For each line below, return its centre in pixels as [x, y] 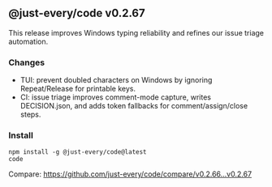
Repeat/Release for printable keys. [78, 89]
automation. [28, 41]
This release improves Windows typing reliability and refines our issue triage [136, 32]
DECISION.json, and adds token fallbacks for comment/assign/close [134, 106]
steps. [30, 115]
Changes [27, 62]
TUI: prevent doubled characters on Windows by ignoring [116, 80]
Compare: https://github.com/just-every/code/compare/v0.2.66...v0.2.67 [130, 174]
